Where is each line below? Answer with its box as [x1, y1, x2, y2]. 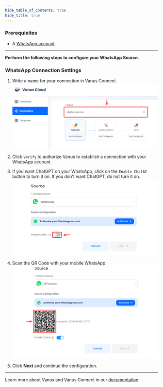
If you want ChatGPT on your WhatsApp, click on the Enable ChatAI [12, 168, 147, 175]
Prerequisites [5, 30, 37, 36]
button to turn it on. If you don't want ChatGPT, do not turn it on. [12, 174, 141, 179]
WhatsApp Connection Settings [5, 67, 81, 73]
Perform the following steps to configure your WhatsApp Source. [5, 54, 139, 60]
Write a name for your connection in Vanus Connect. [12, 78, 117, 84]
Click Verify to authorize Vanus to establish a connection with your [12, 154, 147, 160]
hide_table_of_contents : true [5, 8, 66, 13]
